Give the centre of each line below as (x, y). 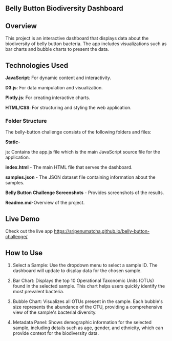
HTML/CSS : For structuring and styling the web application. (68, 108)
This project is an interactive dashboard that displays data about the (77, 39)
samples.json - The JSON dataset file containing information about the (80, 177)
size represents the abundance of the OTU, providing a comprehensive (88, 307)
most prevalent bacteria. (38, 291)
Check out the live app (29, 231)
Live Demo (23, 219)
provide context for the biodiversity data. (56, 333)
